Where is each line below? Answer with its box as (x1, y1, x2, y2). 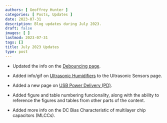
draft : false (5, 26, 32, 31)
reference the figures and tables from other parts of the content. (12, 97, 145, 103)
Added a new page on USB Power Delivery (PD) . (12, 82, 112, 88)
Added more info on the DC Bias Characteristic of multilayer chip (12, 107, 146, 113)
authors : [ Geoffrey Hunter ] (5, 7, 68, 12)
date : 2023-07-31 (5, 16, 41, 21)
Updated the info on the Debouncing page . (12, 63, 101, 69)
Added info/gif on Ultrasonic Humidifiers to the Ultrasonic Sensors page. (12, 72, 162, 78)
